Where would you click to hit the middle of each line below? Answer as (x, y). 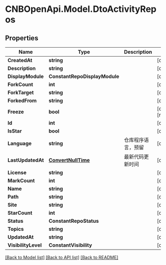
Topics (16, 229)
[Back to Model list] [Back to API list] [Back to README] (62, 257)
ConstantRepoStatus (74, 221)
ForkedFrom (22, 100)
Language (20, 143)
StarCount (20, 213)
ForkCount (21, 84)
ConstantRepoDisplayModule (84, 76)
